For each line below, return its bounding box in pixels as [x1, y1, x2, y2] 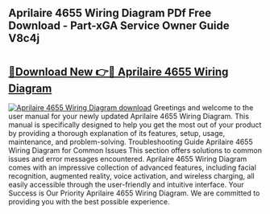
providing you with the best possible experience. [8, 197, 171, 206]
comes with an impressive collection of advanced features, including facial [8, 163, 256, 172]
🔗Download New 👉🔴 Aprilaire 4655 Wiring [8, 64, 229, 79]
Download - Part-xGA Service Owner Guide [8, 19, 230, 33]
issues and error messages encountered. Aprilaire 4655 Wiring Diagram [8, 154, 247, 163]
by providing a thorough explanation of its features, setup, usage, [8, 129, 226, 138]
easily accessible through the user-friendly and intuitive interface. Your [8, 180, 244, 189]
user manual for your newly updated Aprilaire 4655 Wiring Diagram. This [8, 112, 250, 121]
